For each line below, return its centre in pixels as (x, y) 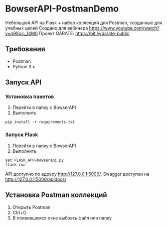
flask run (16, 164)
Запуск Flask (22, 135)
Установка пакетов (30, 97)
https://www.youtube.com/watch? (124, 28)
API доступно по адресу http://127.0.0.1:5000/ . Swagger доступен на (77, 174)
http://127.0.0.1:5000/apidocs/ (36, 179)
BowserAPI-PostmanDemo (62, 9)
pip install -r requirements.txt (40, 122)
